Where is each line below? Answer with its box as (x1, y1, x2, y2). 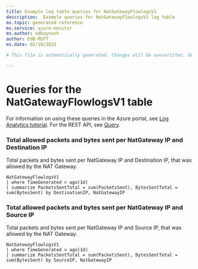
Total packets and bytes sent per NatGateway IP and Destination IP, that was (6, 156, 192, 163)
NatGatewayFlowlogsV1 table (6, 95, 153, 109)
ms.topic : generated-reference (6, 19, 83, 25)
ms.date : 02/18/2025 (6, 42, 57, 48)
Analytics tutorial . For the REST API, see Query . (6, 121, 121, 128)
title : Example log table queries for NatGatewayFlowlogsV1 (6, 8, 157, 15)
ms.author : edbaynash (6, 31, 60, 37)
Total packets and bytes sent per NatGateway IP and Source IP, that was (6, 224, 181, 231)
